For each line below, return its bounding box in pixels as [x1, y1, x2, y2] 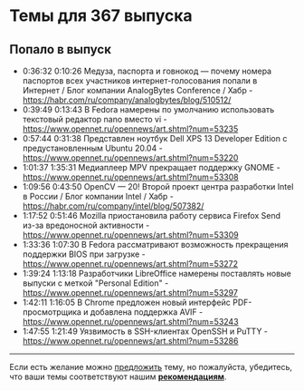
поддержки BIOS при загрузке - [22, 249, 147, 259]
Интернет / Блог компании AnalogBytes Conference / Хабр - [22, 85, 253, 95]
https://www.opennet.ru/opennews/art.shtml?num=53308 [22, 171, 239, 182]
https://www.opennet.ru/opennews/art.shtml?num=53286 [22, 336, 239, 346]
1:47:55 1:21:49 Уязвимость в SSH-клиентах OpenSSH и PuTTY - [22, 326, 269, 337]
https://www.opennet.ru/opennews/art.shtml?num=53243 [22, 317, 239, 327]
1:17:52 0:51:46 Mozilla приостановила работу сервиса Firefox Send [22, 210, 281, 220]
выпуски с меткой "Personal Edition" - [22, 278, 169, 288]
